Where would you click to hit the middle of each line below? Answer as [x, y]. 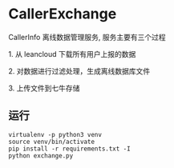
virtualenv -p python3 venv [55, 134]
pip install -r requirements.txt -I [69, 149]
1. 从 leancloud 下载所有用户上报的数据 [72, 54]
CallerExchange [63, 14]
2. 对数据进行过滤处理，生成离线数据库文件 [79, 71]
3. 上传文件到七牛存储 [44, 88]
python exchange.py [41, 156]
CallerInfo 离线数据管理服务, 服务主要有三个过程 [87, 37]
